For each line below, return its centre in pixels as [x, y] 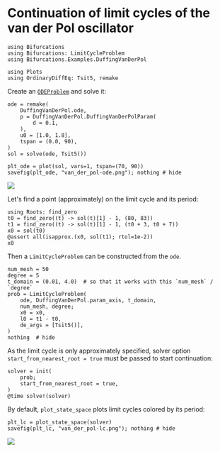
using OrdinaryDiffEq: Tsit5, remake [63, 78]
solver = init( [30, 371]
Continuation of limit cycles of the [109, 13]
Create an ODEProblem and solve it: [57, 91]
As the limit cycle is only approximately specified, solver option [99, 351]
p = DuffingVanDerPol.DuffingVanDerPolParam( [88, 116]
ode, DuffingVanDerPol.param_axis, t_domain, [88, 300]
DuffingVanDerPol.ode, [53, 110]
